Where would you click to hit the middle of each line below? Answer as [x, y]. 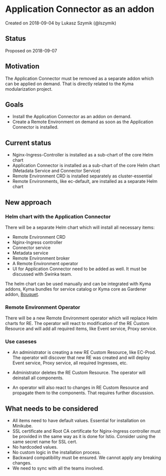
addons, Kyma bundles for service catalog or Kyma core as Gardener [76, 289]
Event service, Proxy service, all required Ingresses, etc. [70, 363]
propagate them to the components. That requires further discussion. [83, 393]
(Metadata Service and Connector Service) [56, 171]
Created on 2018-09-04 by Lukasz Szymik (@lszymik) [61, 23]
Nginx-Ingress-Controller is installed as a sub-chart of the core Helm [83, 155]
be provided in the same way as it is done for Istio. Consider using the [84, 437]
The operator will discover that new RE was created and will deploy [81, 358]
